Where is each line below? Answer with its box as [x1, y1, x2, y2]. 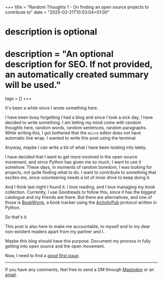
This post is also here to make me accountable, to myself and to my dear [5, 224, 150, 229]
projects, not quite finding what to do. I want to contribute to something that [5, 170, 157, 176]
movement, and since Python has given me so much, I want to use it [5, 159, 142, 165]
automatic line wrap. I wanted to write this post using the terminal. [5, 135, 137, 141]
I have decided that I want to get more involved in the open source [5, 154, 137, 160]
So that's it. [5, 214, 28, 220]
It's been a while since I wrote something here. [5, 105, 98, 111]
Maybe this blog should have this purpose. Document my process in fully [5, 238, 151, 244]
